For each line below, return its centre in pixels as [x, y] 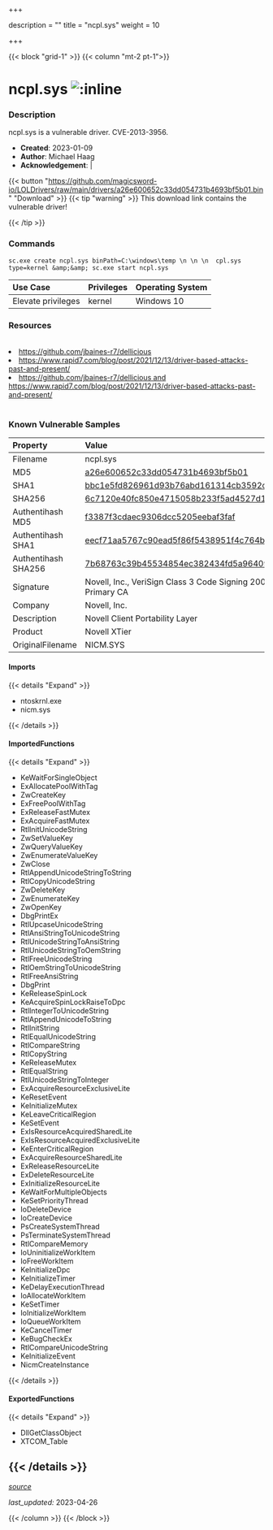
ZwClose [35, 864]
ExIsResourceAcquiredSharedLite [76, 1131]
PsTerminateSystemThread [65, 1235]
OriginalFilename [45, 645]
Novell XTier [108, 632]
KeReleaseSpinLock [54, 993]
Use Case [32, 287]
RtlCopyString [43, 1054]
